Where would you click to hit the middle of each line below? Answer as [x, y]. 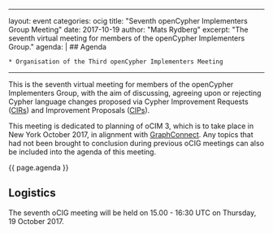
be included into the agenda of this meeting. [82, 152]
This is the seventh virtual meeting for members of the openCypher [121, 84]
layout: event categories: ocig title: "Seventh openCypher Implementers [128, 21]
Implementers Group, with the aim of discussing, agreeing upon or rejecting [135, 93]
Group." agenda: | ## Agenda [58, 47]
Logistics [32, 193]
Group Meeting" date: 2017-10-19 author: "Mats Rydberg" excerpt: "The [129, 30]
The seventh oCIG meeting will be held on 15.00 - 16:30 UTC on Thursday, [132, 213]
